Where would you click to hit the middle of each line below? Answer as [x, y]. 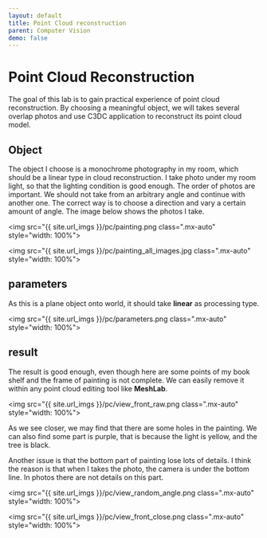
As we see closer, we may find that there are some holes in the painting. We [133, 428]
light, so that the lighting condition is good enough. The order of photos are [132, 186]
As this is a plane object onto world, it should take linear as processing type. [134, 303]
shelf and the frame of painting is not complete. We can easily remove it [126, 380]
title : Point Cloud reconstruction [67, 23]
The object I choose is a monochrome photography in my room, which [124, 169]
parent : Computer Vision [49, 30]
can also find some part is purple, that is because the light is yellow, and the [133, 436]
